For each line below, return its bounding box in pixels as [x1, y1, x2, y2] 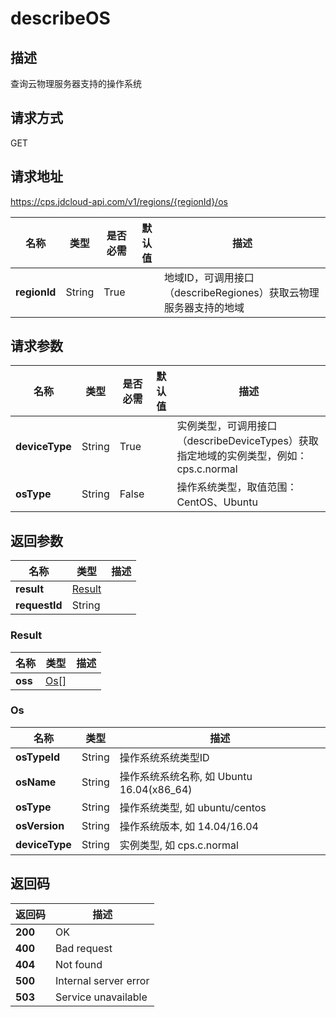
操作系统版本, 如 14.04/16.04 [119, 819, 259, 833]
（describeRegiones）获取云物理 [163, 285, 320, 299]
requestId [15, 598, 63, 612]
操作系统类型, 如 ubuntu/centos [119, 800, 267, 814]
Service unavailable [55, 990, 148, 1004]
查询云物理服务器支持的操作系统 [10, 78, 142, 89]
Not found [55, 957, 103, 971]
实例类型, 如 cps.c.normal [119, 838, 239, 852]
